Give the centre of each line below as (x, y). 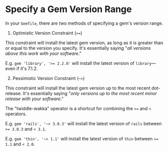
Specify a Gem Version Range (69, 9)
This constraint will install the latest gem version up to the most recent (78, 88)
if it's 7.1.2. (27, 68)
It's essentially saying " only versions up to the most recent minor (90, 93)
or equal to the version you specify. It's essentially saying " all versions (78, 48)
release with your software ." (34, 99)
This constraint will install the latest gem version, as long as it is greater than (84, 43)
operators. (16, 114)
